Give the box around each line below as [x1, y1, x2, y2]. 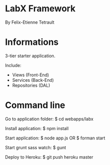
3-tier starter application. [5, 53, 56, 59]
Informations [5, 36, 59, 48]
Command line [5, 99, 66, 111]
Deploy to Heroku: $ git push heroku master [5, 154, 93, 160]
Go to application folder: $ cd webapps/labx [5, 116, 94, 122]
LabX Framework [5, 3, 76, 14]
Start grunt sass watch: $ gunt [5, 144, 66, 150]
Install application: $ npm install [5, 125, 69, 131]
